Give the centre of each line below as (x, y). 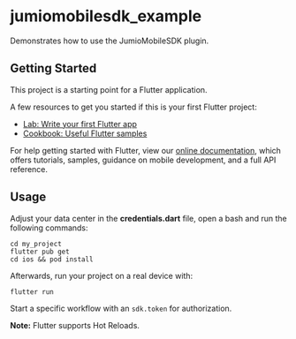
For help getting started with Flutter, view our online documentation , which (146, 150)
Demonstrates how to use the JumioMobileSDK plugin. (110, 41)
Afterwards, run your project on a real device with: (102, 275)
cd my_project (36, 244)
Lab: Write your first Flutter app (80, 124)
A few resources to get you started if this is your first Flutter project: (133, 107)
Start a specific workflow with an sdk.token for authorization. (121, 308)
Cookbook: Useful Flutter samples (85, 133)
